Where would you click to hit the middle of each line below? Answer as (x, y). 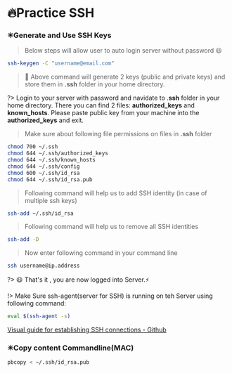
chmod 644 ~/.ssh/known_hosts (52, 160)
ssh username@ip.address (44, 266)
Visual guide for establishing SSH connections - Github (87, 330)
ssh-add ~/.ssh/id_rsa (40, 213)
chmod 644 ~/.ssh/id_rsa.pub (50, 179)
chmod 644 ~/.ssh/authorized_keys (58, 153)
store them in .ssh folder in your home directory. (95, 84)
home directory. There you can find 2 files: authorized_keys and (101, 105)
